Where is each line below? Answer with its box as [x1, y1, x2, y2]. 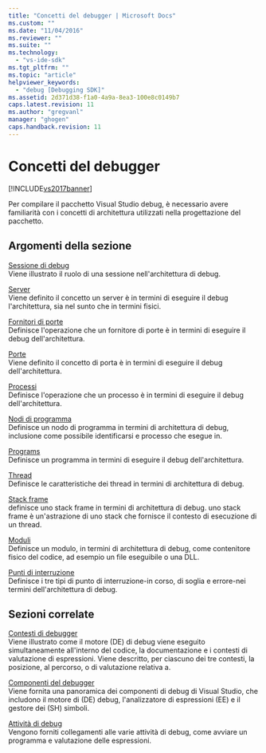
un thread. [8, 519, 42, 529]
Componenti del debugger [8, 678, 95, 688]
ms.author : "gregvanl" [8, 108, 84, 116]
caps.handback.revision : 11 [8, 123, 102, 131]
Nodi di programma [8, 414, 72, 424]
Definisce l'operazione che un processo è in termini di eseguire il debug [8, 390, 244, 400]
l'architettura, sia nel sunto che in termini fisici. [8, 301, 162, 311]
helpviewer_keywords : [8, 78, 80, 86]
